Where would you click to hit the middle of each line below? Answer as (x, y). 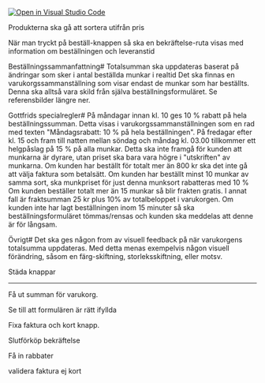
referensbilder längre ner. (49, 100)
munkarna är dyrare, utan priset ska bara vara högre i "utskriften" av (119, 157)
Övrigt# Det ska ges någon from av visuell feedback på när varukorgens (125, 240)
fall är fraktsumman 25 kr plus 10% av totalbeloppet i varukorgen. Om (121, 199)
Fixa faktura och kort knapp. (54, 325)
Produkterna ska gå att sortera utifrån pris (76, 27)
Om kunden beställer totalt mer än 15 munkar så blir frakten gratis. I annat (127, 191)
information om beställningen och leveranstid (82, 51)
